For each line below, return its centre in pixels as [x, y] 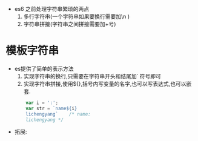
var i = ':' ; [42, 103]
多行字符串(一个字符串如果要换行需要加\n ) [77, 16]
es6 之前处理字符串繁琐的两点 [51, 9]
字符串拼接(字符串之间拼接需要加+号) [70, 24]
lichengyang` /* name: [58, 114]
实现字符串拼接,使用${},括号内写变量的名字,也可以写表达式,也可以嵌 [107, 84]
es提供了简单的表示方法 [44, 68]
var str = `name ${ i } [51, 108]
